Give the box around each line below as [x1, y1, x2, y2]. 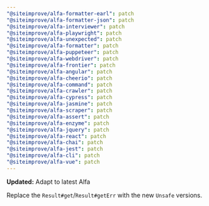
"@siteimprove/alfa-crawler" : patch [6, 87, 112, 94]
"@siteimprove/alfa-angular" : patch [6, 68, 112, 75]
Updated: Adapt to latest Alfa [6, 178, 91, 186]
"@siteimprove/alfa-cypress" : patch [6, 94, 112, 101]
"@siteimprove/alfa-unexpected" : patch [6, 36, 122, 43]
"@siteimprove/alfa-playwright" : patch [6, 29, 122, 37]
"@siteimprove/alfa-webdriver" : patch [6, 55, 119, 62]
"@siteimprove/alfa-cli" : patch [6, 152, 100, 160]
